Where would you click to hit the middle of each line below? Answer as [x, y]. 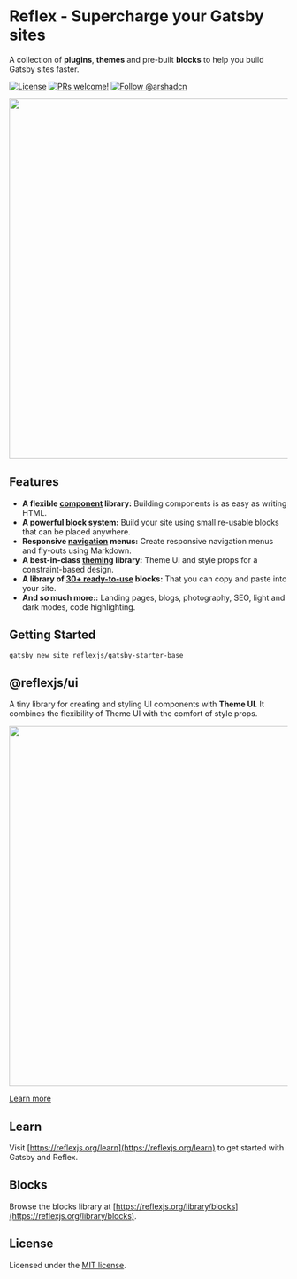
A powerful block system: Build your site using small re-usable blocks [151, 522]
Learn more [30, 1099]
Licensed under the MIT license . [68, 1265]
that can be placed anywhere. [76, 531]
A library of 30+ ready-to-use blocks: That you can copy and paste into [154, 579]
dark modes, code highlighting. [79, 607]
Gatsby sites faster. [44, 69]
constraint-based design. [68, 569]
